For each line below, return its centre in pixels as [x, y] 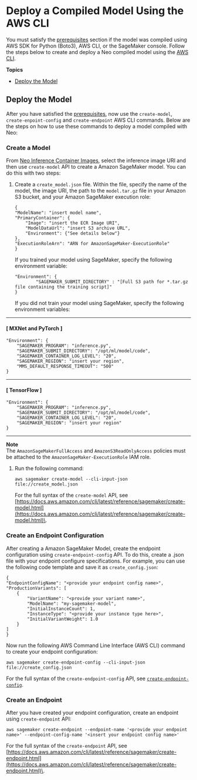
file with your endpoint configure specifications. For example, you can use [96, 561]
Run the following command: [49, 468]
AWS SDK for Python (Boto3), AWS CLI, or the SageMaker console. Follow [96, 46]
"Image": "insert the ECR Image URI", [73, 223]
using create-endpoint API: [39, 719]
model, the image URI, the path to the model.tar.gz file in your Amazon [100, 191]
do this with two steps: [33, 173]
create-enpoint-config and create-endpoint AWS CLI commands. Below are [98, 120]
